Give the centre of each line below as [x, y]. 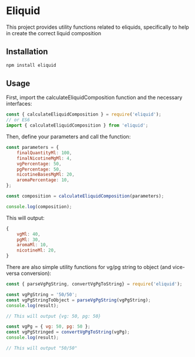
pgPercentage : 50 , [39, 169]
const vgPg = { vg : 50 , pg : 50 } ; [48, 327]
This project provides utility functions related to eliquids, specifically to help [97, 27]
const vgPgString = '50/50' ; [42, 294]
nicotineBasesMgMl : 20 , [46, 175]
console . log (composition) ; [39, 206]
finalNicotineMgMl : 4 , [44, 158]
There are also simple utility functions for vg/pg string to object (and [89, 267]
